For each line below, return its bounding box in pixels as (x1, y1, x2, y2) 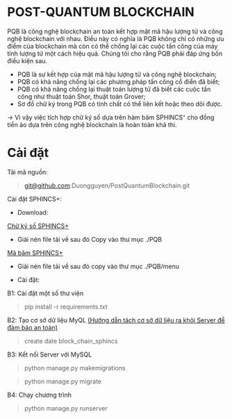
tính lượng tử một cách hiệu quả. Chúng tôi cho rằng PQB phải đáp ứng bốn (7, 49, 223, 58)
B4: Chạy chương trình (7, 391, 72, 399)
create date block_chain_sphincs (24, 336, 118, 345)
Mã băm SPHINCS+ (7, 248, 64, 257)
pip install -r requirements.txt (24, 302, 108, 311)
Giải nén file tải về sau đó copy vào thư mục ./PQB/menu (17, 262, 179, 270)
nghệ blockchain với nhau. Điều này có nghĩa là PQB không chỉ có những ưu (7, 34, 224, 42)
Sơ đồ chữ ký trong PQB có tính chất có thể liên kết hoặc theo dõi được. (17, 99, 223, 108)
